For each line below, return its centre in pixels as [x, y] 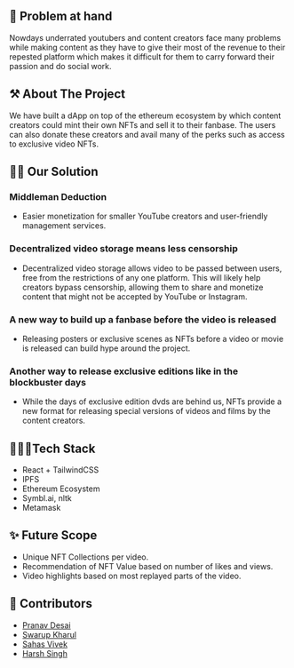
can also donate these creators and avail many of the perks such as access [147, 134]
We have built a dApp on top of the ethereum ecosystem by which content [145, 115]
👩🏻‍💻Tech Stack [52, 448]
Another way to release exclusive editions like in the [123, 371]
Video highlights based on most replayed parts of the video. [131, 576]
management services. [64, 226]
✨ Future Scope [53, 535]
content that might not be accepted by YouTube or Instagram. [135, 296]
